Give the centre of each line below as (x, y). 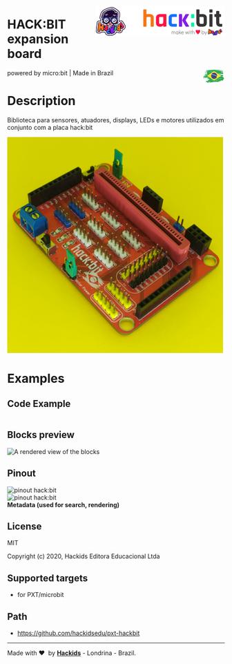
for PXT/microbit (40, 595)
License (25, 526)
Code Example (39, 404)
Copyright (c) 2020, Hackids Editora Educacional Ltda (84, 556)
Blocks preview (41, 435)
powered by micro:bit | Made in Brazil (60, 73)
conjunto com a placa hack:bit (50, 127)
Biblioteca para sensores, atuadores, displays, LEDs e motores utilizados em (116, 120)
